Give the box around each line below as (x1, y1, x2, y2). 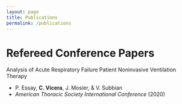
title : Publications (6, 15, 58, 21)
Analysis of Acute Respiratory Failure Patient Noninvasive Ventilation (6, 66, 177, 73)
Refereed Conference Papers (6, 46, 155, 60)
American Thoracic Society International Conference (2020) (14, 91, 166, 98)
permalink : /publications (6, 20, 71, 26)
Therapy (6, 73, 27, 80)
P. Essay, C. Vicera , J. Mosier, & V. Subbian (14, 84, 122, 91)
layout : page (6, 8, 39, 15)
